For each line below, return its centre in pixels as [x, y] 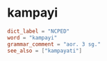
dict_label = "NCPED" [39, 31]
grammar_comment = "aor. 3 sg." [54, 44]
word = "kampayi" [32, 37]
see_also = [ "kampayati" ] [44, 51]
